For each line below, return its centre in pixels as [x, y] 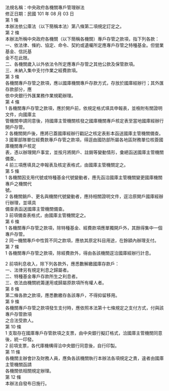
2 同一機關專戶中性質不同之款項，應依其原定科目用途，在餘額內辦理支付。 [82, 240]
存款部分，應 [18, 89]
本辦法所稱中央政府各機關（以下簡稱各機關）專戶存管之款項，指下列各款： [82, 39]
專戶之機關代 [18, 184]
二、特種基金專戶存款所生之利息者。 [43, 276]
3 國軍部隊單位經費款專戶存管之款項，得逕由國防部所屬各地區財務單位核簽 [82, 140]
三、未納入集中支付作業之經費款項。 [43, 70]
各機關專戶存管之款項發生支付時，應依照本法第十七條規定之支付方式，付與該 [84, 308]
